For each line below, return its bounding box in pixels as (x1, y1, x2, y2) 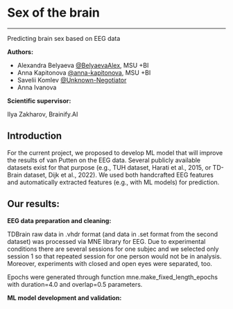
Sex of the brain (7, 5, 101, 21)
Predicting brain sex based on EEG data (7, 34, 121, 42)
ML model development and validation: (7, 293, 122, 302)
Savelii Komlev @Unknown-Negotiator (17, 76, 127, 84)
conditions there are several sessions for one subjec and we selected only (7, 245, 219, 253)
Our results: (7, 198, 60, 210)
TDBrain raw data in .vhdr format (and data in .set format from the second (7, 230, 218, 238)
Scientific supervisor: (7, 96, 71, 105)
